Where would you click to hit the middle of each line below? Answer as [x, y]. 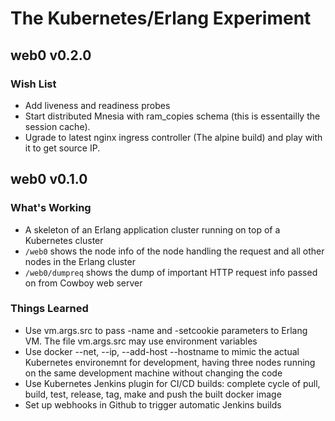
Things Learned [49, 309]
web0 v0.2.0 [51, 55]
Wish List [33, 84]
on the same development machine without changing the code [153, 373]
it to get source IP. [62, 148]
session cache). [57, 126]
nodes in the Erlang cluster [80, 261]
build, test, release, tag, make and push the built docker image [153, 394]
